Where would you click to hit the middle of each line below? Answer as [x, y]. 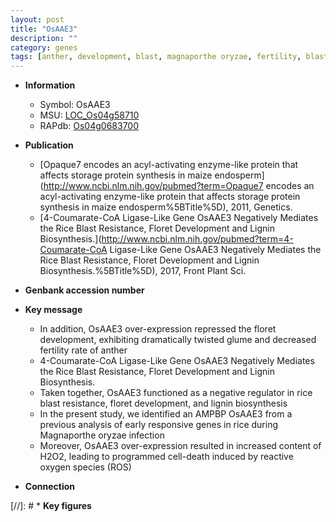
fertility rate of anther [83, 350]
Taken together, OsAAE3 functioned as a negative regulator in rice [176, 393]
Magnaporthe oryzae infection [102, 435]
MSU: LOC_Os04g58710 [89, 115]
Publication [49, 145]
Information [50, 85]
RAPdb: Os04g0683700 [89, 126]
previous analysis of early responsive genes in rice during [159, 425]
